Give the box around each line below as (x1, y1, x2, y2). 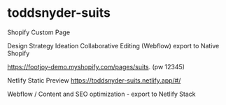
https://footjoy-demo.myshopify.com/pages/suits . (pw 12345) (7, 62, 185, 71)
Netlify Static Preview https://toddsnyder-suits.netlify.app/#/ (7, 76, 181, 85)
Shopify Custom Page (7, 28, 71, 36)
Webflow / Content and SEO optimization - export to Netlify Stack (7, 90, 196, 98)
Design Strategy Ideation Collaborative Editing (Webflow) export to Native (7, 41, 220, 50)
